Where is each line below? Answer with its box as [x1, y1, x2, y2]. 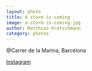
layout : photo [6, 8, 42, 15]
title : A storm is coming [6, 14, 70, 20]
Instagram [6, 59, 31, 66]
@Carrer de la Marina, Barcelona [6, 47, 86, 54]
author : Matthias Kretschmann [6, 25, 81, 31]
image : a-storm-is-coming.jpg [6, 20, 81, 25]
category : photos [6, 31, 49, 37]
